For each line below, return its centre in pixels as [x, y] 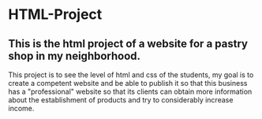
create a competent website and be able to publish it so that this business [128, 83]
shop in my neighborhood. [74, 56]
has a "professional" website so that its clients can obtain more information [130, 91]
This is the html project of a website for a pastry [128, 44]
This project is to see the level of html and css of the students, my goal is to [131, 75]
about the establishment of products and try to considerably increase [121, 100]
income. [21, 108]
